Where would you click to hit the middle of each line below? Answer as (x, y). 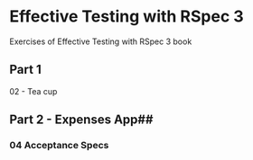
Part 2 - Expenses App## (81, 120)
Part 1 (26, 70)
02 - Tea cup (33, 91)
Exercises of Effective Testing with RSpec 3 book (101, 41)
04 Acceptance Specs (59, 146)
